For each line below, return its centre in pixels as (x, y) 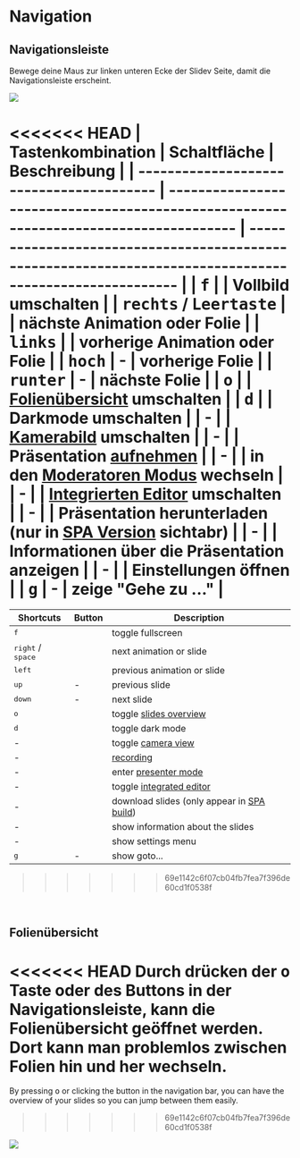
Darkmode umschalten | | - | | (121, 418)
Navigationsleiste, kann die (112, 1009)
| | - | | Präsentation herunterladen (139, 514)
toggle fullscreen (147, 632)
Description (199, 617)
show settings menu (154, 841)
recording (132, 757)
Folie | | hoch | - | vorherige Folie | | (141, 362)
